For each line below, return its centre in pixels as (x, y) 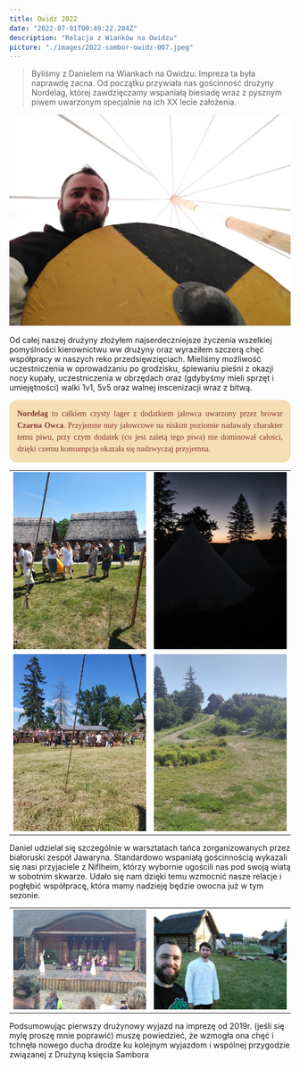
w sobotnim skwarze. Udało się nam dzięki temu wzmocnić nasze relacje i (146, 877)
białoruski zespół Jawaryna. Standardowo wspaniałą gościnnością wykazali (148, 857)
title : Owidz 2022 (43, 19)
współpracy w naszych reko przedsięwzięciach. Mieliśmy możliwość (135, 359)
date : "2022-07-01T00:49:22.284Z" (74, 28)
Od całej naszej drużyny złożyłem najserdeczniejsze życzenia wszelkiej (141, 341)
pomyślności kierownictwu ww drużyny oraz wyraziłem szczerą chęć (137, 349)
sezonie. (25, 896)
